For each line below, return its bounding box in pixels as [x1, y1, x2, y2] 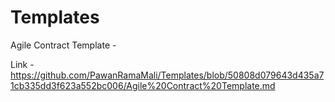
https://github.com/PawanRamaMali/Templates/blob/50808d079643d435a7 [10, 69, 325, 81]
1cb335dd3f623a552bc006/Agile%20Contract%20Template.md [10, 79, 276, 91]
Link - [10, 58, 35, 70]
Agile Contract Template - [10, 39, 117, 51]
